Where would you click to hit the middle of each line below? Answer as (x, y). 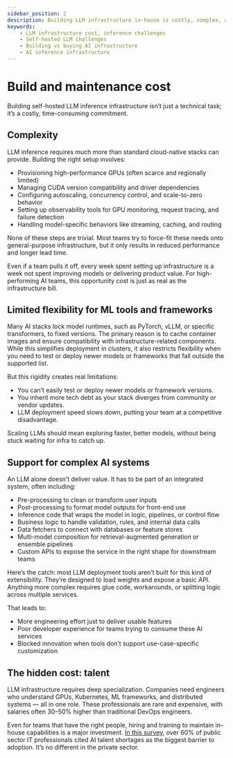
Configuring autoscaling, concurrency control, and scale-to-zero (110, 194)
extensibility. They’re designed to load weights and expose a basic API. (109, 580)
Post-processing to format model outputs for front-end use (101, 507)
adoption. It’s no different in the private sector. (73, 748)
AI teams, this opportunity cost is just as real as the (114, 280)
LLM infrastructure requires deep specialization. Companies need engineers (116, 690)
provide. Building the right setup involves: (67, 159)
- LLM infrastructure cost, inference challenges (93, 33)
